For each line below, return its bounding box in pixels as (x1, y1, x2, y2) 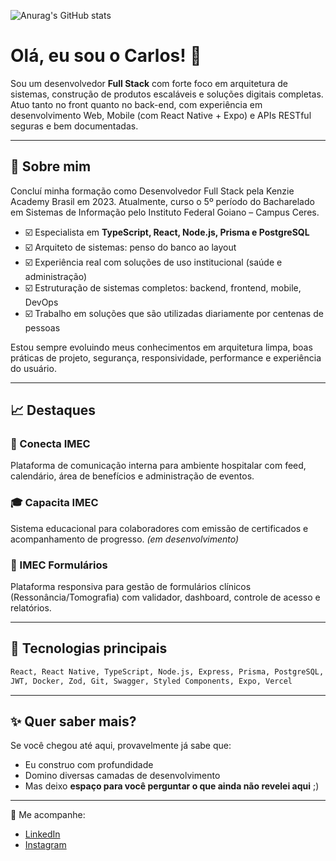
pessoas (24, 321, 61, 334)
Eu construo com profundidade (24, 759, 154, 771)
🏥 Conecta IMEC (10, 437, 91, 451)
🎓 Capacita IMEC (10, 496, 99, 510)
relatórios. (10, 602, 52, 614)
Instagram (24, 839, 67, 851)
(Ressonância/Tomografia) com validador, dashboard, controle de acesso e (10, 591, 321, 604)
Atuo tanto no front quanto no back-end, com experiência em (10, 98, 263, 110)
